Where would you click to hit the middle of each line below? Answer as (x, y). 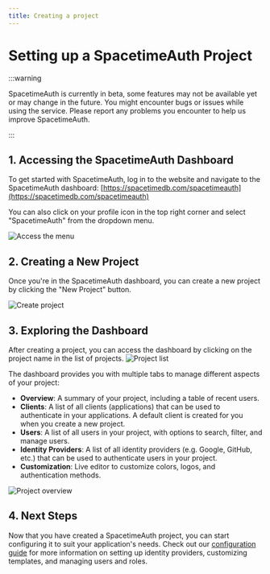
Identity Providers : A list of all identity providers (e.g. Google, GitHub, (136, 449)
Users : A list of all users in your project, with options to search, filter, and (141, 432)
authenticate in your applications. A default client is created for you (131, 415)
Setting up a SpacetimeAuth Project (130, 55)
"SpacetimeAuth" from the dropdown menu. (81, 221)
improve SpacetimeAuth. (49, 119)
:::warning (25, 78)
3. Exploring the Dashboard (79, 330)
